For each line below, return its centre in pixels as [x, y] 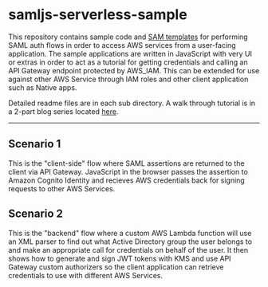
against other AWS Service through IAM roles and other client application [128, 79]
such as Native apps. [43, 87]
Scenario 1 [35, 144]
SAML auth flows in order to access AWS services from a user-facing [122, 45]
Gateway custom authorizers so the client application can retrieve [116, 267]
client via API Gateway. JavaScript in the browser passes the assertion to [128, 171]
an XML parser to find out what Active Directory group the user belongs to [130, 242]
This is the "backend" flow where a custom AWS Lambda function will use [130, 233]
